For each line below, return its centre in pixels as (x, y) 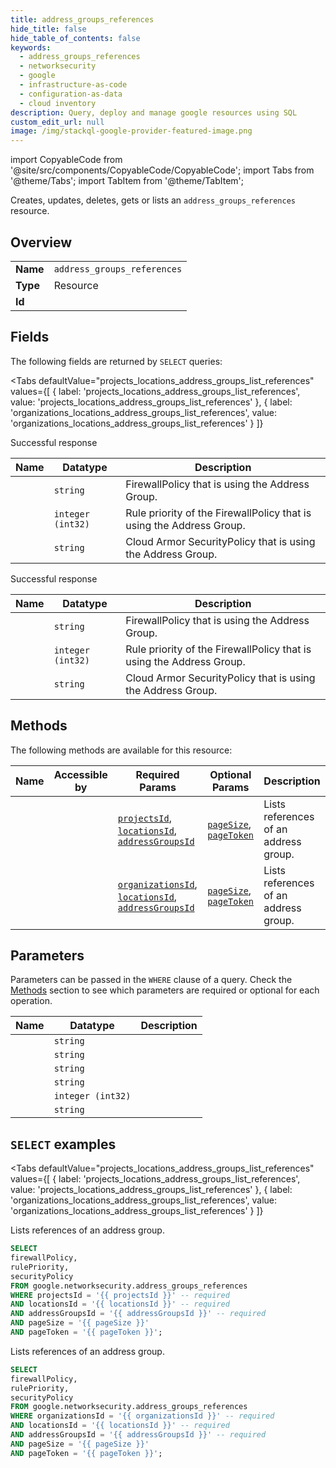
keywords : (31, 47)
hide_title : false (48, 29)
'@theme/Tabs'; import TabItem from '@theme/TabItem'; (127, 181)
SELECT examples (63, 1144)
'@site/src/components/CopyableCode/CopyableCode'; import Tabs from (162, 170)
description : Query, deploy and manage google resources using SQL (154, 112)
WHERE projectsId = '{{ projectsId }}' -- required (120, 1295)
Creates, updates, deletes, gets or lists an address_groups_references (153, 200)
